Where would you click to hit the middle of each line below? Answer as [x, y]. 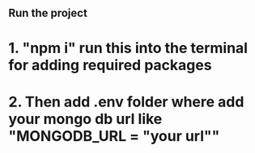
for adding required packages [110, 65]
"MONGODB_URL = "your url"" [114, 136]
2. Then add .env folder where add [126, 102]
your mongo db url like [85, 119]
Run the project [48, 13]
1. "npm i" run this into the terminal [128, 48]
